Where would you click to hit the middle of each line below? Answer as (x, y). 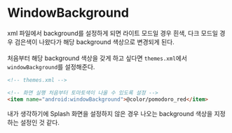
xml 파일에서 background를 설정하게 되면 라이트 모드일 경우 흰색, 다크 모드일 (113, 33)
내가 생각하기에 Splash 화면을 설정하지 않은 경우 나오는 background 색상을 (110, 113)
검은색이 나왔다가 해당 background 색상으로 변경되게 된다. (95, 42)
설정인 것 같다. (40, 122)
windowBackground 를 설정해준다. (51, 66)
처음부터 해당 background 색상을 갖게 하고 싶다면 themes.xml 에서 (97, 58)
